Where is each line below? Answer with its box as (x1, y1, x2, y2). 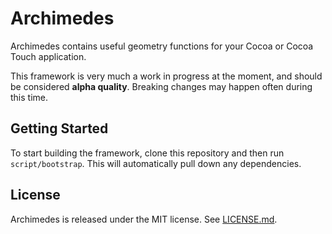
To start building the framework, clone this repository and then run (10, 147, 285, 159)
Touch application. (10, 50, 87, 62)
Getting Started (10, 120, 109, 137)
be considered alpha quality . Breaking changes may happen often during (10, 80, 313, 92)
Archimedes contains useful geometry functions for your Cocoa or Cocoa (10, 40, 314, 52)
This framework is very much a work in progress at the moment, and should (10, 70, 323, 82)
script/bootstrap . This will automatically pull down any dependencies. (10, 157, 302, 169)
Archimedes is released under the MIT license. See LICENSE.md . (10, 213, 278, 225)
